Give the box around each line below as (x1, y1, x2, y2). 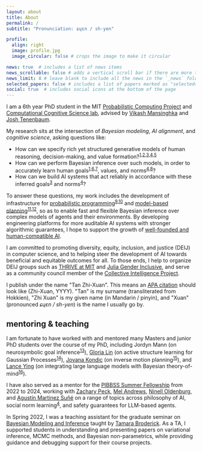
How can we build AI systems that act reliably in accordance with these (14, 173, 192, 181)
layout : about (6, 8, 42, 15)
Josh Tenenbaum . (6, 116, 51, 123)
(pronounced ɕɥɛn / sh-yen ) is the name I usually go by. (6, 301, 144, 308)
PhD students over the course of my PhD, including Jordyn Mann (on (6, 341, 177, 348)
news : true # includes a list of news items (6, 64, 122, 70)
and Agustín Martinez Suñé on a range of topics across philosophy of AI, (6, 394, 186, 401)
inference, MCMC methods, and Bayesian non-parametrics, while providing (6, 432, 194, 439)
